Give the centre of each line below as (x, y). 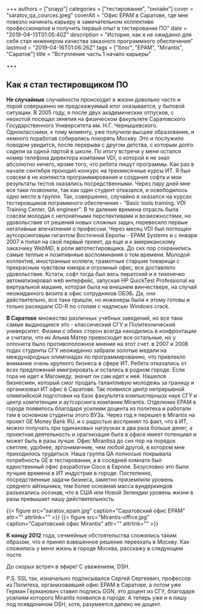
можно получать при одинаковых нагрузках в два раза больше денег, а (99, 427)
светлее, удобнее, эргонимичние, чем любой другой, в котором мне (95, 447)
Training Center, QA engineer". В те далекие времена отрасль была (92, 209)
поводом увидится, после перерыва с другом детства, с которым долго (100, 145)
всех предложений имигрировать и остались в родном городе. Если (96, 370)
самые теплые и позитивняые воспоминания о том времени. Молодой (98, 254)
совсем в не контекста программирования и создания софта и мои (94, 177)
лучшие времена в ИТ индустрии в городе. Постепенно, (79, 473)
